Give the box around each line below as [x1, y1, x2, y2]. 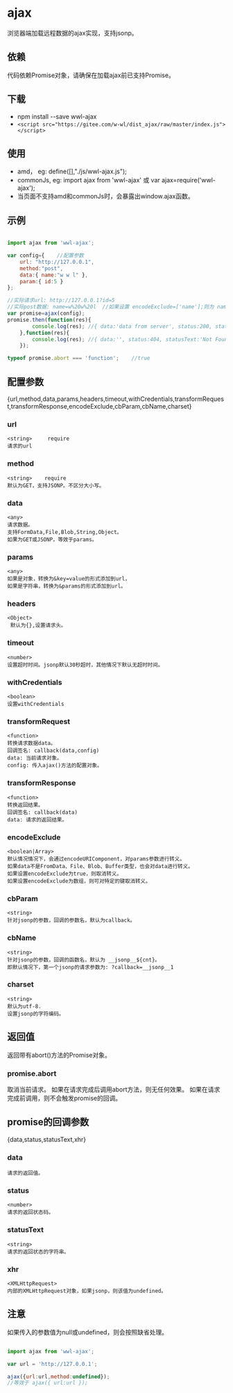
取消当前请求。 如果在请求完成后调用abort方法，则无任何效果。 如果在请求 [7, 1085, 221, 1094]
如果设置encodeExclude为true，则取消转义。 [7, 870, 123, 877]
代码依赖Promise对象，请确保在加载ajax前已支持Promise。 [7, 71, 175, 79]
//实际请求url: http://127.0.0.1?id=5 [7, 297, 116, 304]
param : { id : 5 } [19, 278, 64, 285]
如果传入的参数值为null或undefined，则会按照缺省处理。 [7, 1328, 169, 1336]
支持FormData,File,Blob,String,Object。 [7, 528, 123, 535]
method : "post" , [19, 265, 64, 272]
